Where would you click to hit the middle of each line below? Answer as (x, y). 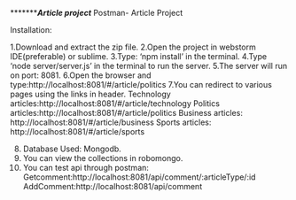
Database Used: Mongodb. (72, 149)
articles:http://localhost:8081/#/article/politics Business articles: (126, 113)
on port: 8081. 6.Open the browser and (81, 75)
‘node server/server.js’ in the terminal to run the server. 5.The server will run (148, 66)
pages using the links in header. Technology (90, 94)
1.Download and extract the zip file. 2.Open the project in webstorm (133, 47)
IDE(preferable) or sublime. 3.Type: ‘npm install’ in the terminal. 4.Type (139, 56)
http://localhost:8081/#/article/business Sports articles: (111, 122)
